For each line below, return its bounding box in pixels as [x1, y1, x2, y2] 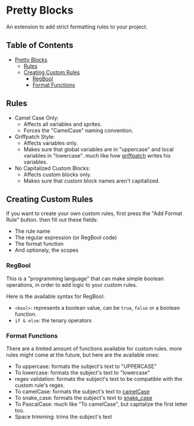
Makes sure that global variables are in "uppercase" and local [23, 146, 174, 153]
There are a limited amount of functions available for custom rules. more [6, 345, 182, 352]
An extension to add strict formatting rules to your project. [6, 23, 148, 30]
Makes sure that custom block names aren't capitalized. [23, 177, 160, 184]
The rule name [14, 228, 50, 235]
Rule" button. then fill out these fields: [6, 216, 98, 223]
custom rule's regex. [14, 382, 65, 389]
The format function [14, 241, 64, 248]
